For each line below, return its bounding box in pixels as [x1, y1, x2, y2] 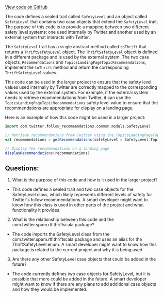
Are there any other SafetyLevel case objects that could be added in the [12, 256, 156, 262]
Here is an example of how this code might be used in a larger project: [5, 115, 146, 120]
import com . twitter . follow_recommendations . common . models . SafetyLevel [5, 124, 151, 129]
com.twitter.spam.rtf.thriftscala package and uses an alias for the [12, 237, 142, 242]
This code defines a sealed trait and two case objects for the [12, 186, 134, 192]
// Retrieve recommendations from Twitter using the [5, 133, 114, 138]
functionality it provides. [12, 207, 61, 213]
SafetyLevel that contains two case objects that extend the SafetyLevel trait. [5, 19, 158, 24]
